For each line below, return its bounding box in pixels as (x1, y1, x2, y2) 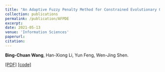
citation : (5, 39, 26, 44)
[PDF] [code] (5, 61, 31, 67)
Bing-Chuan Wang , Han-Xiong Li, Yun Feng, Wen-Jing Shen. (5, 52, 129, 58)
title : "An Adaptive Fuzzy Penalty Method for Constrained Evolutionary (5, 7, 157, 12)
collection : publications (5, 12, 58, 17)
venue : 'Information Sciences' (5, 30, 69, 35)
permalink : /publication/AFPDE (5, 16, 69, 21)
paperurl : (5, 35, 26, 39)
